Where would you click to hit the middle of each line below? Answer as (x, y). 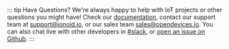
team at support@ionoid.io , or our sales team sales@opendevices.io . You (110, 24)
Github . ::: (21, 39)
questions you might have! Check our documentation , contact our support (111, 17)
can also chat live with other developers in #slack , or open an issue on (106, 31)
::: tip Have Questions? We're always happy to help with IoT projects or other (115, 10)
